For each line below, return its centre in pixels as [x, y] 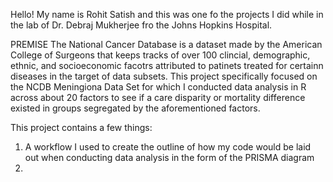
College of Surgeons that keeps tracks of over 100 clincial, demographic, [160, 55]
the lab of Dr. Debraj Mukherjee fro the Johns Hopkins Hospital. [141, 25]
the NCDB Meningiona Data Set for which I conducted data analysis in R [158, 87]
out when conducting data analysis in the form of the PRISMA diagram [169, 157]
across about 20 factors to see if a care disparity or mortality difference [158, 97]
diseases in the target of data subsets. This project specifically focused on [164, 76]
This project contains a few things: [81, 127]
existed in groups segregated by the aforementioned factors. [135, 108]
